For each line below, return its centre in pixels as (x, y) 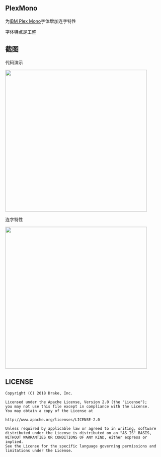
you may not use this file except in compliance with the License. (77, 407)
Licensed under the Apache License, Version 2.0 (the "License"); (76, 402)
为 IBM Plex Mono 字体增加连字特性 (41, 21)
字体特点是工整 (21, 32)
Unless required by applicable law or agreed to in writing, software (81, 429)
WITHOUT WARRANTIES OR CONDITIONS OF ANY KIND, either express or (76, 438)
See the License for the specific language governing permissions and (81, 446)
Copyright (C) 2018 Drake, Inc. (39, 393)
